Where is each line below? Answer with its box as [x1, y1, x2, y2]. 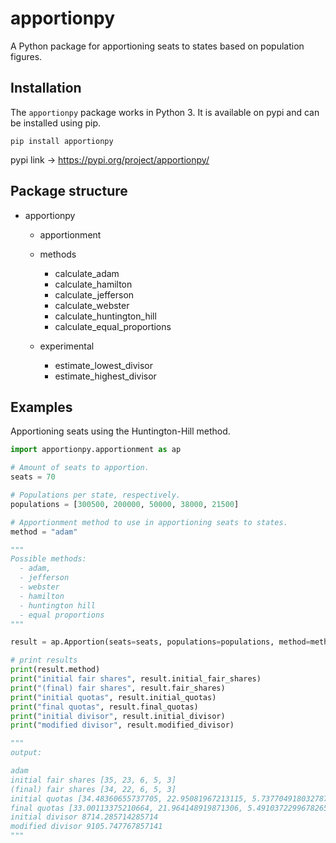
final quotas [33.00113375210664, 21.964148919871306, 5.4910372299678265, [10, 803, 333, 813]
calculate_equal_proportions [54, 320, 172, 332]
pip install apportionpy [10, 136, 114, 146]
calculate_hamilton [54, 278, 133, 290]
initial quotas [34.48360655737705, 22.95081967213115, [10, 793, 248, 804]
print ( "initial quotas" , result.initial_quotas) [10, 692, 217, 702]
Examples [10, 398, 73, 416]
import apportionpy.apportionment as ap [10, 445, 182, 455]
